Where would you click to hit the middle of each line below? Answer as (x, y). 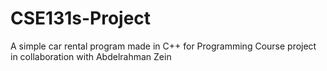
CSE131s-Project (81, 18)
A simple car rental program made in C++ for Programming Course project (163, 46)
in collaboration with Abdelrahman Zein (91, 56)
